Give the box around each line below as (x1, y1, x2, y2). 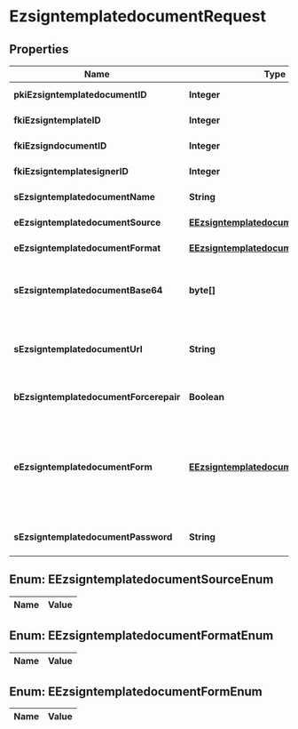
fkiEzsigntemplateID (13, 114, 102, 126)
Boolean (189, 391, 224, 403)
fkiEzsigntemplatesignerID (13, 165, 129, 177)
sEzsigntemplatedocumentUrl (13, 343, 144, 355)
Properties (9, 42, 69, 57)
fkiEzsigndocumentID (13, 140, 107, 152)
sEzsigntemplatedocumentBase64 (13, 284, 163, 296)
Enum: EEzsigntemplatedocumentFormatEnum (9, 629, 274, 644)
